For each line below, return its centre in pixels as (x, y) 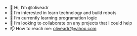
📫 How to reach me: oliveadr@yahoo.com (53, 28)
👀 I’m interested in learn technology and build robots (63, 13)
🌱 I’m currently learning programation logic (53, 18)
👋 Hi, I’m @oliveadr (29, 8)
